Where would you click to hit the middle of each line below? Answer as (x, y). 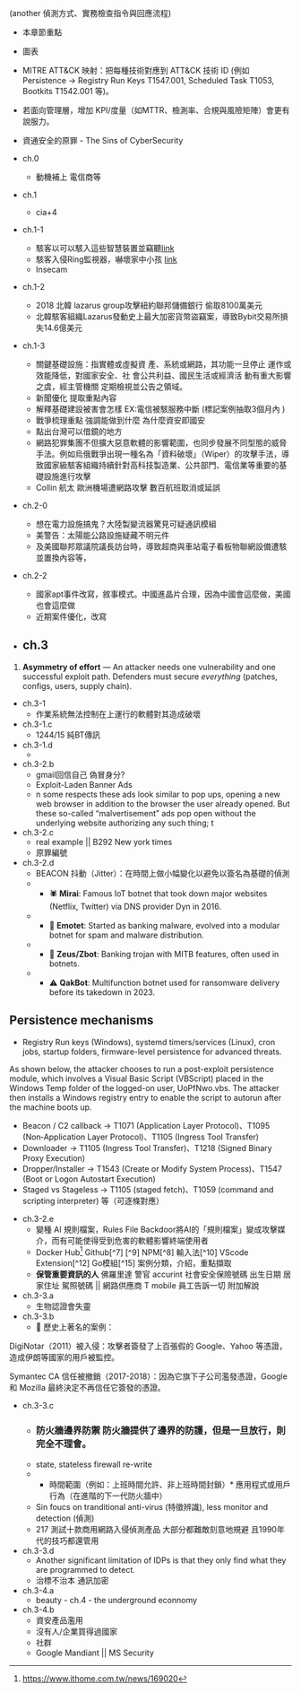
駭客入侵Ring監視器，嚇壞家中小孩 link (106, 259)
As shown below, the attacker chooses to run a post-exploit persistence (142, 1069)
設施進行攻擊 (67, 476)
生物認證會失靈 (63, 1306)
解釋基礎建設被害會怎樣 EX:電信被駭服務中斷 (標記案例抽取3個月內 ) (160, 409)
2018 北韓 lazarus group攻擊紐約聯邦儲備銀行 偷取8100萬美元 (149, 305)
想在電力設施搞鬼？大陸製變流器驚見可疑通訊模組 (126, 524)
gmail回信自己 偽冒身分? (80, 774)
